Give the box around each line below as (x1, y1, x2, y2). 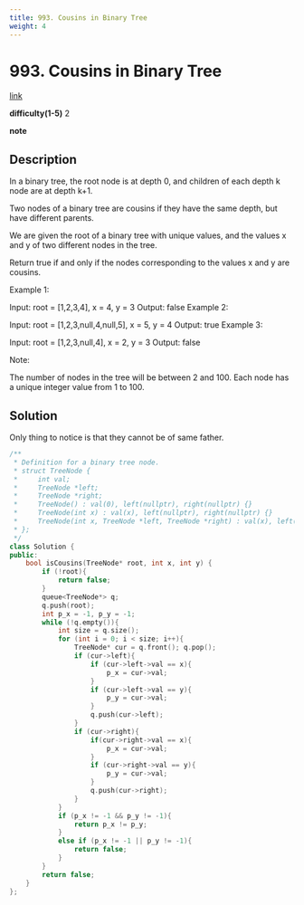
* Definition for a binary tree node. (13, 458, 160, 467)
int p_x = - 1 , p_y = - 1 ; (42, 609, 136, 618)
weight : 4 (9, 22, 47, 31)
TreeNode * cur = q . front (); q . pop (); (73, 643, 217, 653)
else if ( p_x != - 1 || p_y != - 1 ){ (57, 836, 193, 846)
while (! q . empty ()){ (42, 617, 119, 627)
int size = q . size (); (57, 626, 140, 635)
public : (9, 550, 39, 559)
